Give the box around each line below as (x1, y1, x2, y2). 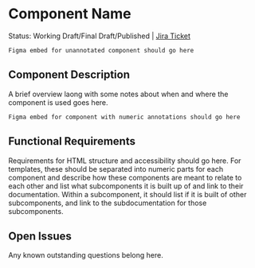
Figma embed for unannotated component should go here (8, 46, 194, 54)
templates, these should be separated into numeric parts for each (8, 164, 224, 173)
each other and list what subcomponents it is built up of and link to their (8, 181, 244, 191)
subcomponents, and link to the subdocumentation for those (8, 198, 207, 208)
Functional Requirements (8, 134, 135, 148)
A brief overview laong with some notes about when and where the (8, 89, 229, 99)
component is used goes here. (8, 97, 109, 107)
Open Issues (8, 229, 72, 243)
